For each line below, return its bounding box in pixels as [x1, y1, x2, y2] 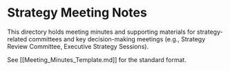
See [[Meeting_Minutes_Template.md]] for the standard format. [7, 55, 186, 63]
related [7, 34, 28, 43]
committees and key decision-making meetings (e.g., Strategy [28, 34, 206, 43]
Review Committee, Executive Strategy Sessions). [7, 42, 149, 50]
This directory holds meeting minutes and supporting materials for [7, 28, 195, 36]
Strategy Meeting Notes [7, 5, 147, 21]
